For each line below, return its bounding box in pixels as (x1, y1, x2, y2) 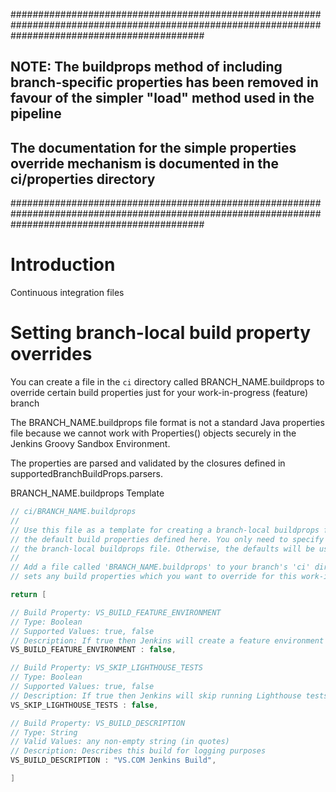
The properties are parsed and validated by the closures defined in (10, 457, 286, 469)
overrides (10, 343, 93, 366)
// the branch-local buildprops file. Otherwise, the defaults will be (10, 544, 315, 554)
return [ (10, 590, 47, 600)
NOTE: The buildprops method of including (10, 59, 283, 76)
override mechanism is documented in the (10, 155, 279, 172)
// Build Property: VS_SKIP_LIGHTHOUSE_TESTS (10, 663, 203, 673)
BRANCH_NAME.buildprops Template (10, 487, 165, 499)
